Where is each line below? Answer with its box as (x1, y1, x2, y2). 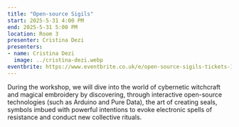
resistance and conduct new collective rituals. (7, 113, 142, 121)
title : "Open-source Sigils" (7, 10, 94, 18)
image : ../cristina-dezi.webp (14, 57, 103, 64)
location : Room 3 (7, 30, 59, 38)
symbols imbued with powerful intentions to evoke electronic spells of (7, 105, 213, 114)
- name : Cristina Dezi (7, 50, 75, 57)
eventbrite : (7, 63, 43, 70)
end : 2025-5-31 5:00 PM (7, 23, 78, 31)
